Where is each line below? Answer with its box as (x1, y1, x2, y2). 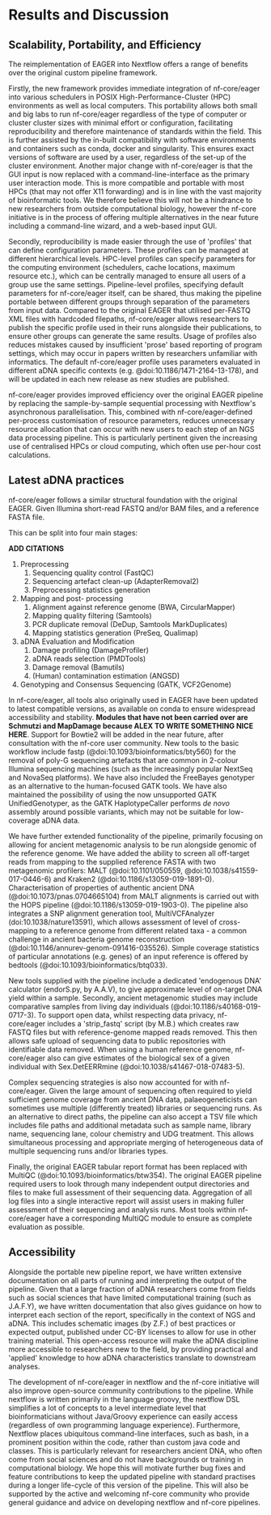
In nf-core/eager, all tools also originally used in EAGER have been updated (8, 695, 259, 705)
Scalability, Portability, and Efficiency (8, 38, 202, 52)
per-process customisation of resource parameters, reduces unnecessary (8, 416, 255, 425)
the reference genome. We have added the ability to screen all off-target (8, 848, 250, 858)
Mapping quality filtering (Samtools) (32, 611, 152, 620)
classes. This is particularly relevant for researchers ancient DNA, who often (8, 1445, 263, 1455)
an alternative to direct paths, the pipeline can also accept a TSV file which (8, 1111, 258, 1121)
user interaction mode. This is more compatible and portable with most (8, 178, 245, 188)
